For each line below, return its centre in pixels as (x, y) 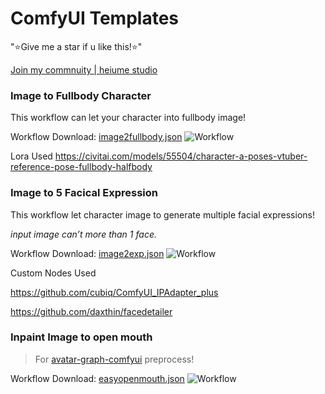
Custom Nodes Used (53, 273)
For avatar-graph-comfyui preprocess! (114, 359)
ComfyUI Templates (94, 18)
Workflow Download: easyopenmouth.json (97, 378)
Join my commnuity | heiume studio (84, 69)
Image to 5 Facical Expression (84, 193)
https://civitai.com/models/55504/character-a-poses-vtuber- (181, 156)
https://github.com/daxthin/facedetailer (91, 311)
